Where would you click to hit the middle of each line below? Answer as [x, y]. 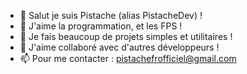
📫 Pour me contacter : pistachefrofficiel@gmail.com [128, 58]
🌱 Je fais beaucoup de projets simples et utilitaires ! [126, 36]
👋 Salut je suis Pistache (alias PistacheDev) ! [111, 15]
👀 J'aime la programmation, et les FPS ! [101, 26]
